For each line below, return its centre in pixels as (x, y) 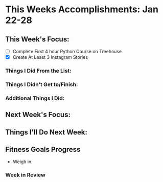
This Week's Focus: (37, 39)
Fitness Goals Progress (43, 150)
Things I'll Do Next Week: (46, 132)
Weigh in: (22, 162)
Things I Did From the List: (38, 71)
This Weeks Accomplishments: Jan (82, 9)
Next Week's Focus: (38, 115)
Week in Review (26, 175)
